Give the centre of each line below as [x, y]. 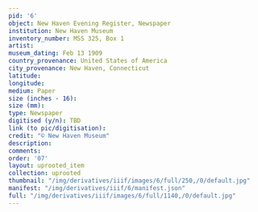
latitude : [25, 76]
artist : [21, 46]
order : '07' [28, 158]
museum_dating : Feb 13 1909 [56, 53]
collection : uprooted [45, 173]
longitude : [27, 83]
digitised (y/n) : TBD [45, 121]
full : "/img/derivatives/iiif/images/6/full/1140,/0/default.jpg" [122, 195]
